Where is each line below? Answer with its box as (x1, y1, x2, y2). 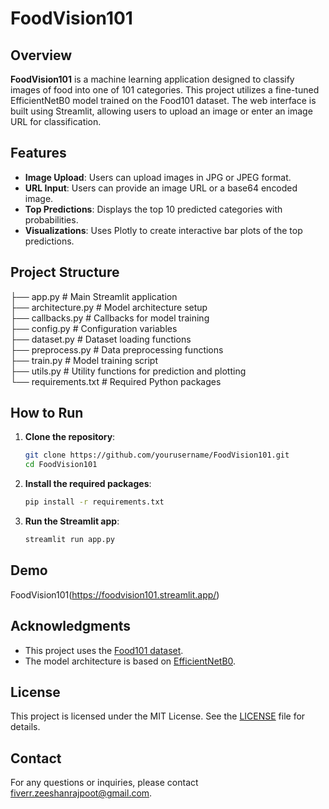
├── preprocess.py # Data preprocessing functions (10, 343, 224, 356)
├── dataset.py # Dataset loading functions (10, 333, 192, 345)
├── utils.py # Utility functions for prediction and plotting (10, 365, 247, 377)
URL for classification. (10, 116, 102, 127)
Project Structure (10, 264, 120, 281)
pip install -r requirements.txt (24, 497, 165, 507)
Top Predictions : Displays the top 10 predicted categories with (24, 203, 283, 215)
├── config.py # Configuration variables (10, 322, 178, 334)
